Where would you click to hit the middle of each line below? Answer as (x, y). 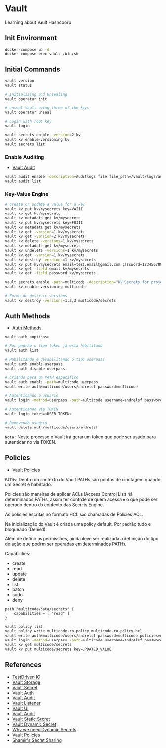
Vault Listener (26, 703)
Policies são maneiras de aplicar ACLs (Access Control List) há (69, 494)
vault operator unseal (28, 112)
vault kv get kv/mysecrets (33, 214)
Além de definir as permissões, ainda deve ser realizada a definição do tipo (82, 538)
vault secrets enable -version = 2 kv (43, 135)
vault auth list (22, 350)
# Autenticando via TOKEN (32, 409)
